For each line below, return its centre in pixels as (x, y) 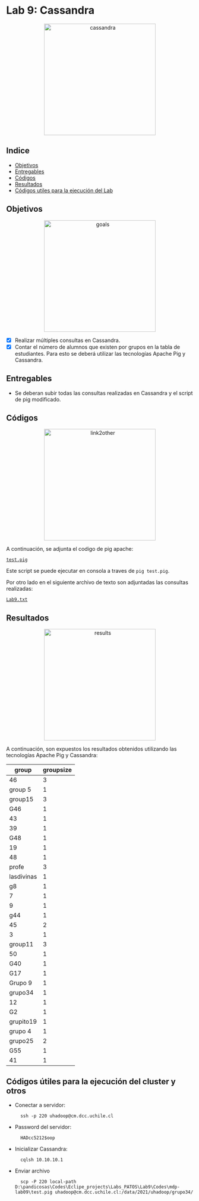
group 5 (20, 790)
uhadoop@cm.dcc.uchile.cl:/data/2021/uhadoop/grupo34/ (124, 1192)
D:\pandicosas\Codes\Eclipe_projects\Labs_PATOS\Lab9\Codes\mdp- (97, 1187)
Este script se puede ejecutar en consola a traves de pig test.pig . (88, 571)
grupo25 (21, 1041)
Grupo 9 (21, 983)
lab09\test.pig (34, 1192)
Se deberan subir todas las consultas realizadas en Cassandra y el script (104, 393)
